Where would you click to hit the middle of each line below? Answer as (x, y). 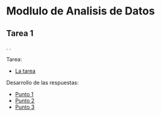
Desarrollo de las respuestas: (43, 83)
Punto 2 (25, 101)
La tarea (25, 71)
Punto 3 (25, 107)
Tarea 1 (20, 33)
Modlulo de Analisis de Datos (80, 11)
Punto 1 (24, 94)
